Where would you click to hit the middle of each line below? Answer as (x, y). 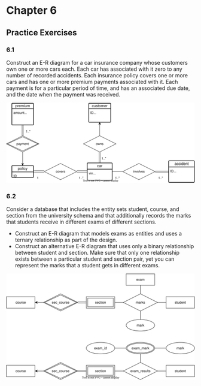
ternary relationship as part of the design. (66, 240)
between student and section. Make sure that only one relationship (97, 253)
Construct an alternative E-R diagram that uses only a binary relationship (104, 246)
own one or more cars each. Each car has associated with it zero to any (94, 69)
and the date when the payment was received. (63, 94)
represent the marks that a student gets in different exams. (87, 266)
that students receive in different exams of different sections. (81, 222)
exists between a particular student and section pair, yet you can (95, 259)
